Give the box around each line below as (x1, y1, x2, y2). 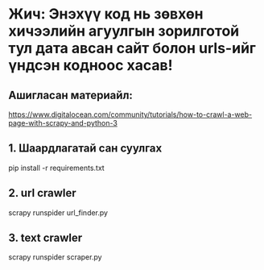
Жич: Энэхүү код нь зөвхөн (8, 5, 204, 23)
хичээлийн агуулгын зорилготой (8, 22, 240, 40)
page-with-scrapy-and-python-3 (8, 118, 118, 127)
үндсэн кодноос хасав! (8, 56, 173, 75)
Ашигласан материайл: (8, 88, 133, 102)
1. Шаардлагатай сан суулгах (8, 142, 163, 156)
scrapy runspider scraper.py (8, 252, 102, 262)
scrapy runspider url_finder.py (8, 207, 109, 218)
